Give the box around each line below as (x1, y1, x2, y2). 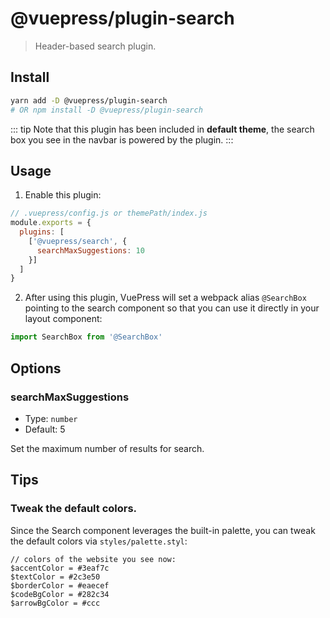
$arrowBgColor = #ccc (10, 598, 101, 608)
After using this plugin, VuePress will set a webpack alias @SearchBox (24, 292, 307, 304)
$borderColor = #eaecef (10, 580, 110, 591)
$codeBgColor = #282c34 (10, 589, 110, 599)
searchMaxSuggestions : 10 (36, 245, 145, 256)
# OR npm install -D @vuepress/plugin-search (10, 105, 203, 115)
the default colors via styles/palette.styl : (10, 535, 188, 547)
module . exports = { (10, 218, 92, 228)
